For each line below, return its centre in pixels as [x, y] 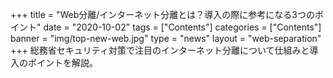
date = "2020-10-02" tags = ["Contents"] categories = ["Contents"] [182, 27]
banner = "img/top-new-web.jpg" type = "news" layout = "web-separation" [166, 38]
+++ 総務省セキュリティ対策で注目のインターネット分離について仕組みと [160, 50]
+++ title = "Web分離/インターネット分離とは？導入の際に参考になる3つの [162, 14]
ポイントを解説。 [62, 62]
